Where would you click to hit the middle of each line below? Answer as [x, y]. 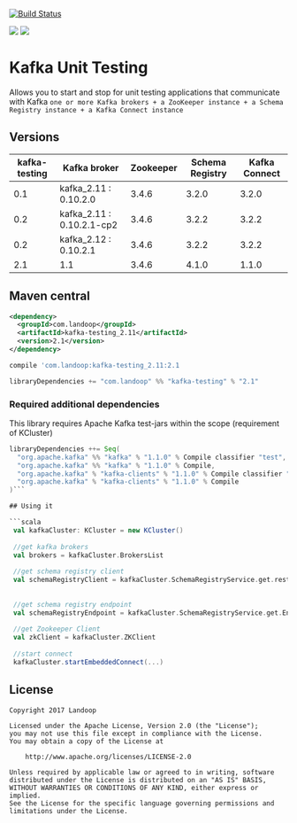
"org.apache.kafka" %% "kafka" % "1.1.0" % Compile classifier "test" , [152, 457]
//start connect [43, 654]
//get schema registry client [69, 571]
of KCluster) [31, 432]
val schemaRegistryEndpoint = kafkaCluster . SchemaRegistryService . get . [148, 613]
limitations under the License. [69, 811]
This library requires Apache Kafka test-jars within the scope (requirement [145, 423]
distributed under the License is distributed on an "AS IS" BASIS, [138, 780]
